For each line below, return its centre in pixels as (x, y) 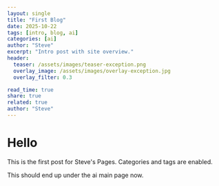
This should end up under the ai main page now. (75, 175)
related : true (28, 103)
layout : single (29, 13)
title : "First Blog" (37, 20)
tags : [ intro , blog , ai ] (43, 33)
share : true (24, 96)
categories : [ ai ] (32, 39)
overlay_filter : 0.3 (43, 77)
